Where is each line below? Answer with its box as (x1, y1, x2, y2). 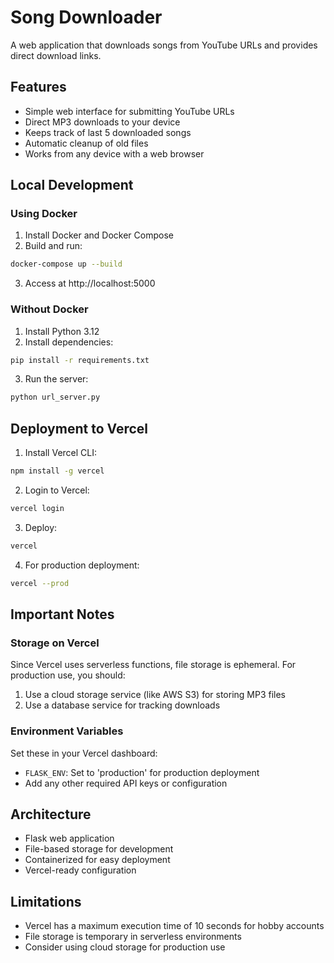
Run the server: (24, 373, 89, 385)
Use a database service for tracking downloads (24, 699, 221, 711)
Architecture (10, 806, 92, 823)
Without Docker (10, 302, 89, 316)
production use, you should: (10, 669, 126, 681)
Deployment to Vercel (10, 420, 148, 437)
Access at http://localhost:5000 (24, 277, 156, 290)
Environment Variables (10, 724, 124, 738)
